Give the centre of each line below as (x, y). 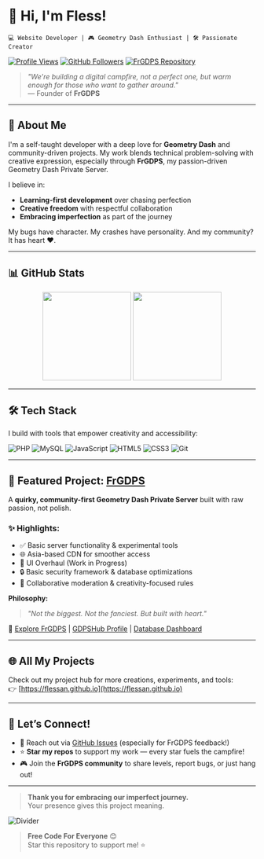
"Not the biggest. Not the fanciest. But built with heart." (117, 614)
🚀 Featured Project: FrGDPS (77, 481)
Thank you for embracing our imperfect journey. (108, 798)
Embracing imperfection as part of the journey (96, 216)
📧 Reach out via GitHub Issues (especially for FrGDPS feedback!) (125, 743)
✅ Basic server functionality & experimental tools (99, 545)
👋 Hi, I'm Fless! (57, 16)
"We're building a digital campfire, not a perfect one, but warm (129, 76)
